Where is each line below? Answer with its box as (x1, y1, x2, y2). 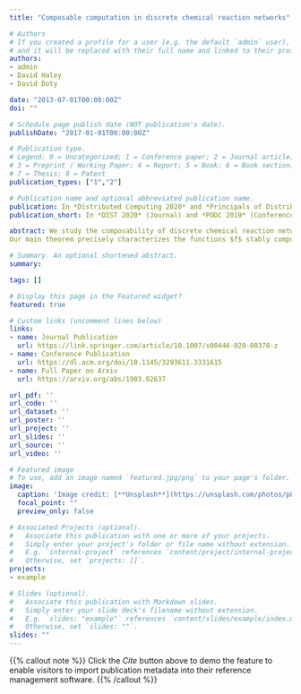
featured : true (9, 300, 66, 309)
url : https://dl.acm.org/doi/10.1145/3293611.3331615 (17, 357, 222, 367)
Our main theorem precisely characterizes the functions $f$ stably (9, 235, 271, 244)
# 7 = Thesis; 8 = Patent (9, 169, 106, 178)
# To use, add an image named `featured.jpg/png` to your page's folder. (9, 474, 291, 483)
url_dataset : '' (9, 407, 70, 416)
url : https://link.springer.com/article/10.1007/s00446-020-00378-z (17, 341, 279, 350)
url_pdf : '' (9, 390, 54, 399)
